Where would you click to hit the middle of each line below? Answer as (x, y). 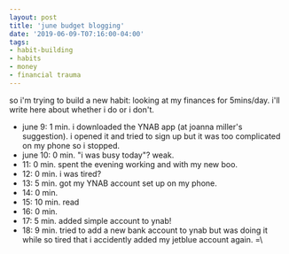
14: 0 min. (40, 192)
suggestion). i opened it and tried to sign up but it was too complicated (151, 136)
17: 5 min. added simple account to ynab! (97, 220)
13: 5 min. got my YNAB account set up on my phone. (119, 183)
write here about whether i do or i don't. (82, 109)
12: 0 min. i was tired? (62, 173)
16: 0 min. (39, 211)
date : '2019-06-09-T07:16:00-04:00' (77, 34)
